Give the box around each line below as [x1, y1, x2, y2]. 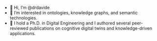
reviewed [9, 25, 28, 31]
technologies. [9, 15, 38, 20]
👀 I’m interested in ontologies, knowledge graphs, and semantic [9, 10, 138, 16]
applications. [9, 31, 36, 36]
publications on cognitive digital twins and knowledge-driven [29, 25, 153, 31]
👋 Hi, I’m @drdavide [9, 5, 50, 10]
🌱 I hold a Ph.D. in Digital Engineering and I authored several [9, 20, 131, 26]
